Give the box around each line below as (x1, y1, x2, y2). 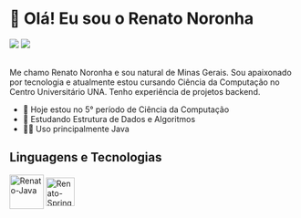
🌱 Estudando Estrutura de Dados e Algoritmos (22, 113, 196, 124)
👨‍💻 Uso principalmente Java (22, 123, 130, 134)
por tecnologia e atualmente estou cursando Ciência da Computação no (9, 77, 280, 88)
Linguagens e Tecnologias (9, 150, 162, 165)
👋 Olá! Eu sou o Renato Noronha (9, 8, 254, 29)
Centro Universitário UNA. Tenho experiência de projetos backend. (9, 86, 261, 97)
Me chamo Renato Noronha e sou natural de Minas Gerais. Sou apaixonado (9, 67, 292, 78)
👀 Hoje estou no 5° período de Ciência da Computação (22, 104, 230, 115)
